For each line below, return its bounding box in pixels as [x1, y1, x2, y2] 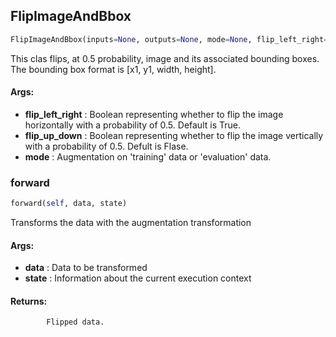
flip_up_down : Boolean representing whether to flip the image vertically [24, 129, 324, 141]
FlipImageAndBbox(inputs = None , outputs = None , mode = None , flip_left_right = [10, 34, 329, 44]
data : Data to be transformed [24, 262, 148, 274]
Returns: [10, 295, 48, 307]
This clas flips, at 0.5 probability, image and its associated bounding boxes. [10, 52, 320, 64]
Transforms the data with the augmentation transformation [10, 217, 252, 229]
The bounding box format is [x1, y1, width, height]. [10, 63, 217, 75]
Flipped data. [46, 317, 105, 328]
